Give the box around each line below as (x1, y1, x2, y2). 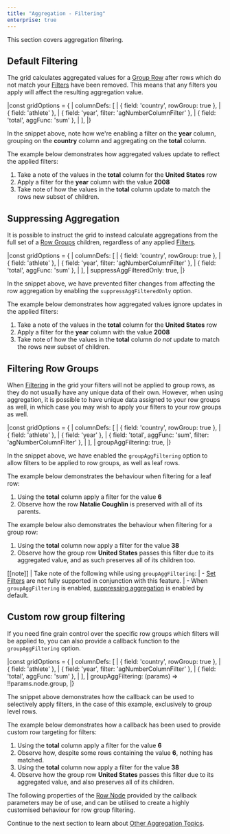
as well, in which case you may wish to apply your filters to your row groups (7, 403, 222, 411)
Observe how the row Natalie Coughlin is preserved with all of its (16, 500, 203, 508)
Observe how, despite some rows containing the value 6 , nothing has (16, 748, 214, 757)
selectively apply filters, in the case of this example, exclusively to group (7, 700, 212, 708)
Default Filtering (7, 55, 78, 67)
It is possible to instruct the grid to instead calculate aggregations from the (7, 231, 218, 239)
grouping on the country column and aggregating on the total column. (7, 137, 207, 145)
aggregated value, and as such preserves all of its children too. (16, 555, 196, 564)
